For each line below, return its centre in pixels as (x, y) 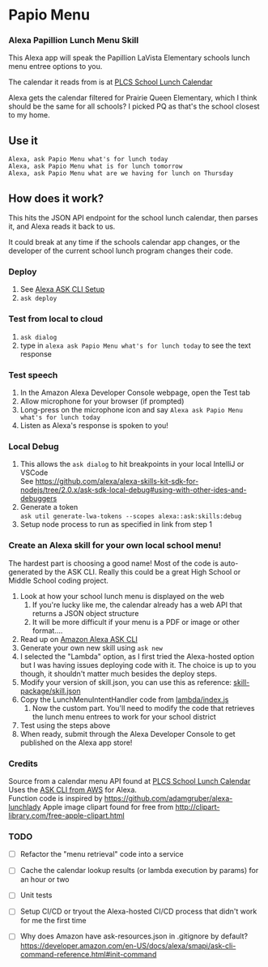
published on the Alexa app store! (76, 742)
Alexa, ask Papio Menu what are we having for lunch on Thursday (121, 173)
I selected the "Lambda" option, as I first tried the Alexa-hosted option (137, 656)
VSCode (34, 473)
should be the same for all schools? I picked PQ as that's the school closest (134, 106)
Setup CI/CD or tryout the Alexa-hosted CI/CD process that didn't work (138, 911)
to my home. (29, 115)
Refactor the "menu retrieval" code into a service (102, 854)
